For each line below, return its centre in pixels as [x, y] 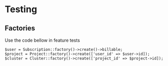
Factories [20, 28]
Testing [21, 9]
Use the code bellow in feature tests [43, 40]
